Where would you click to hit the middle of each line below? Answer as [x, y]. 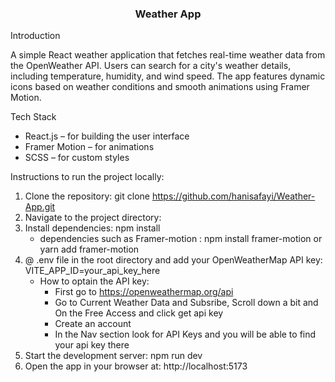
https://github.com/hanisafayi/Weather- [233, 196]
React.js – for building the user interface [107, 136]
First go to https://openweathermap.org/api [144, 292]
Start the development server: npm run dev [113, 356]
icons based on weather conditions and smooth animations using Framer [160, 87]
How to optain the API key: [94, 281]
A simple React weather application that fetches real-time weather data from [168, 55]
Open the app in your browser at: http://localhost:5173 [136, 366]
